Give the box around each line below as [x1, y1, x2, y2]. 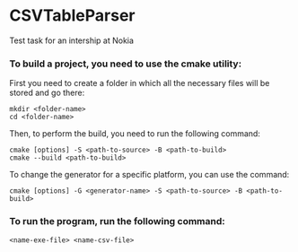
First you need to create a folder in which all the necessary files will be [9, 78, 270, 89]
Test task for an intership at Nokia [9, 35, 135, 46]
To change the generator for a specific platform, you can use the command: [9, 169, 290, 180]
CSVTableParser [9, 5, 136, 26]
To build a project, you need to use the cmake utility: [9, 57, 242, 70]
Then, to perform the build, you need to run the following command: [9, 128, 260, 139]
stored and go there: [9, 87, 85, 99]
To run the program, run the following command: [9, 215, 226, 228]
